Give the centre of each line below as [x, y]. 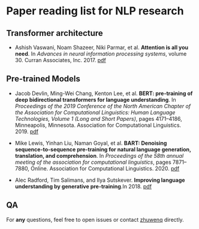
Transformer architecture [55, 33]
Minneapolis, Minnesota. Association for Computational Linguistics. [98, 125]
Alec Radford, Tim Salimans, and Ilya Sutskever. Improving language [100, 180]
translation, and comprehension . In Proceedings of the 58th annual [99, 155]
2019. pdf [27, 131]
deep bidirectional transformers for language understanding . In [96, 99]
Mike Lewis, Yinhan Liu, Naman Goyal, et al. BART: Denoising [91, 143]
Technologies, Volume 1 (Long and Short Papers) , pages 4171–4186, [99, 118]
